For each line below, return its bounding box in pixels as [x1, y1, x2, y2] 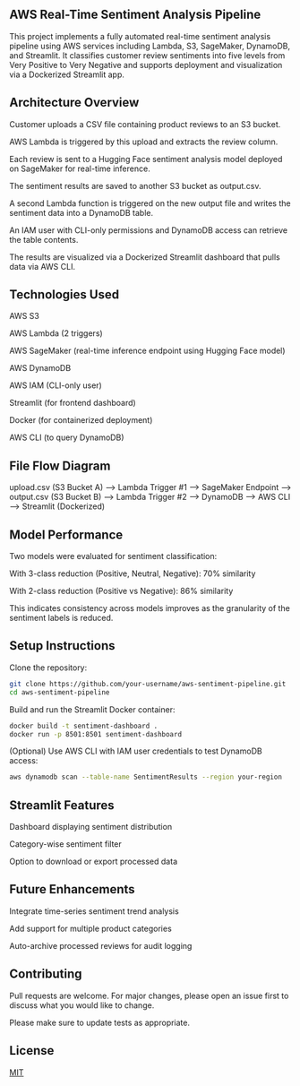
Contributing [9, 967, 82, 982]
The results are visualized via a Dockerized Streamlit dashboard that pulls [9, 251, 280, 263]
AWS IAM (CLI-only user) [9, 380, 103, 391]
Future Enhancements [9, 882, 136, 897]
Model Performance [9, 527, 124, 542]
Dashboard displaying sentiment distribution [9, 822, 173, 832]
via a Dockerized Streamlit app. [9, 69, 125, 80]
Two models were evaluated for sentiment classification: [9, 551, 218, 562]
